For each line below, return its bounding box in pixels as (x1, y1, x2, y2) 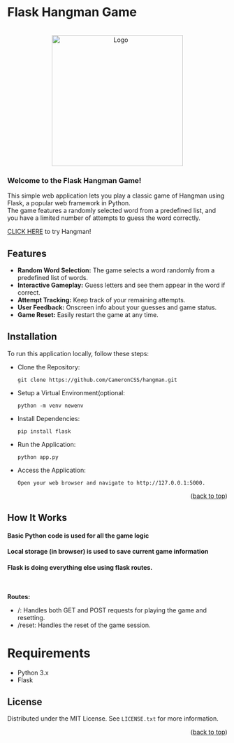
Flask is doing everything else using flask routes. (7, 564, 153, 572)
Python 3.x (17, 668, 49, 677)
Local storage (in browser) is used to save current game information (7, 547, 209, 556)
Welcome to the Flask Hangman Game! (7, 175, 142, 185)
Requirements (7, 645, 91, 661)
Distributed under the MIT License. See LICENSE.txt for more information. (7, 714, 219, 723)
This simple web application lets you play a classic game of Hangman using (7, 191, 225, 200)
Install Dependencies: (17, 414, 80, 422)
